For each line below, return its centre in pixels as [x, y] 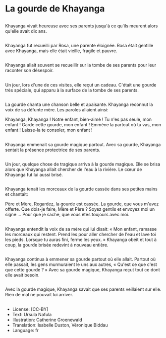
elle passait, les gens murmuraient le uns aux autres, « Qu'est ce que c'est [81, 264]
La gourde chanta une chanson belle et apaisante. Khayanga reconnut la [79, 104]
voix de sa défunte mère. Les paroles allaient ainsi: [57, 110]
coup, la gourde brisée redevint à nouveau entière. [57, 245]
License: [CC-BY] [30, 309]
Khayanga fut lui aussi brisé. [34, 174]
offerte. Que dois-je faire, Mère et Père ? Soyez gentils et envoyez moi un [80, 209]
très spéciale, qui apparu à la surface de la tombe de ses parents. [72, 90]
